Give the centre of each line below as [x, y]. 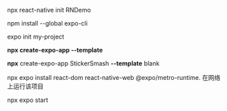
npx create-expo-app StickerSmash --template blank [83, 63]
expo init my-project [36, 37]
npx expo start [28, 100]
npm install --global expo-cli [48, 23]
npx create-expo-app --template [55, 50]
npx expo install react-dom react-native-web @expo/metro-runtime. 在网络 [114, 78]
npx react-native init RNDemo [49, 10]
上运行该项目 [25, 86]
